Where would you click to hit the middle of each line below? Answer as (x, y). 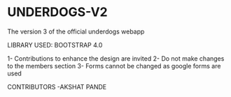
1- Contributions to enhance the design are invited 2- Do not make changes (116, 58)
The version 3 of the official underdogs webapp (76, 31)
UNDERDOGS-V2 (57, 12)
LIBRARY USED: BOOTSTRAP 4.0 (55, 45)
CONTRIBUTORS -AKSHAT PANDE (57, 87)
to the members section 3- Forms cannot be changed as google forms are (114, 66)
